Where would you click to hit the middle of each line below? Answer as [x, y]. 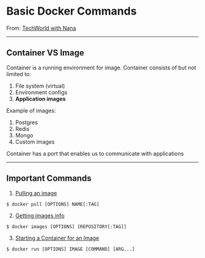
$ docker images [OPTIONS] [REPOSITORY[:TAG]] [67, 226]
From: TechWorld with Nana [41, 28]
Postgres [27, 122]
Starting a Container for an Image [57, 238]
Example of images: [31, 110]
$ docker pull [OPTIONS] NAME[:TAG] [53, 204]
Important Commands [49, 179]
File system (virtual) [40, 86]
